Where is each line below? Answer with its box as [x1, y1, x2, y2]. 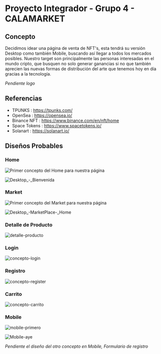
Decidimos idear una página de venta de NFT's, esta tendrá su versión [5, 46, 146, 51]
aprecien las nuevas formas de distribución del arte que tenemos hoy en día [5, 66, 157, 72]
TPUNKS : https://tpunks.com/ [12, 107, 73, 113]
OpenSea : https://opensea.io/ [12, 112, 73, 118]
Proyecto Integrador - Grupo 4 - [5, 3, 135, 14]
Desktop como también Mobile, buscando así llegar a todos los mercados [5, 50, 151, 56]
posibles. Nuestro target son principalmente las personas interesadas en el [5, 56, 154, 61]
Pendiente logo [5, 80, 35, 86]
